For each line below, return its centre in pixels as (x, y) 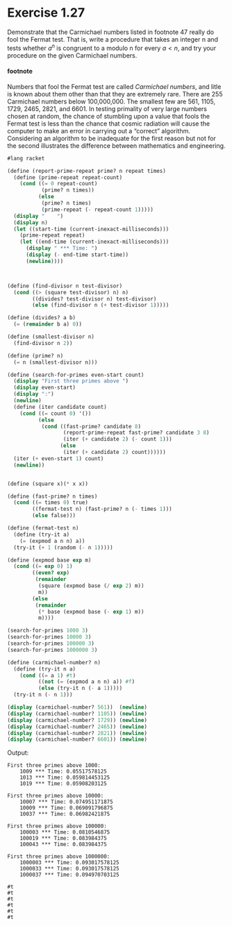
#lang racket (26, 158)
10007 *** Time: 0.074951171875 (66, 802)
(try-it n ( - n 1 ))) (43, 695)
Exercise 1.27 (46, 13)
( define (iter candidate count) (60, 407)
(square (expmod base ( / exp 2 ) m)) (91, 586)
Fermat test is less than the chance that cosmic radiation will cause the (109, 124)
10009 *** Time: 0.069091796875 (66, 808)
